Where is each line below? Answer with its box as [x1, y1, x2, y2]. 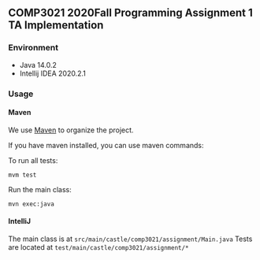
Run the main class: [8, 184, 72, 194]
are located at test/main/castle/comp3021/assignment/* [8, 243, 189, 252]
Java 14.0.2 [19, 60, 58, 69]
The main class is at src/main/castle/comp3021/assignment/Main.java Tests [8, 234, 253, 243]
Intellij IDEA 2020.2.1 [19, 69, 87, 78]
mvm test [8, 171, 37, 179]
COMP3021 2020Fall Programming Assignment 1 [8, 6, 254, 20]
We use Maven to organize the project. [8, 125, 134, 135]
